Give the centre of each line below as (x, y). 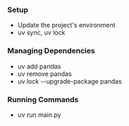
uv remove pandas (44, 74)
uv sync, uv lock (41, 32)
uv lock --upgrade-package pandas (69, 81)
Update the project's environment (66, 25)
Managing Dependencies (51, 51)
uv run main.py (39, 115)
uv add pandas (39, 66)
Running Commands (43, 99)
